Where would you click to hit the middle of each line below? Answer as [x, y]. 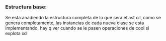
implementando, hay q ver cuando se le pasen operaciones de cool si [77, 28]
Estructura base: [26, 7]
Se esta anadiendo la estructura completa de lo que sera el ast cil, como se [83, 18]
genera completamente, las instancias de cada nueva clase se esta [75, 23]
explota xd [16, 34]
